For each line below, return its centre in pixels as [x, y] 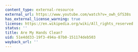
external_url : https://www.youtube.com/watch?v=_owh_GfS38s [68, 14]
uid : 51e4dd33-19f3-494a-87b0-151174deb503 [51, 38]
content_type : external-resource [39, 10]
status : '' [16, 28]
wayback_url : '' [22, 42]
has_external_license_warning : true [43, 19]
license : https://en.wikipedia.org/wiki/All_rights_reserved [69, 24]
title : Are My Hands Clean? [34, 33]
